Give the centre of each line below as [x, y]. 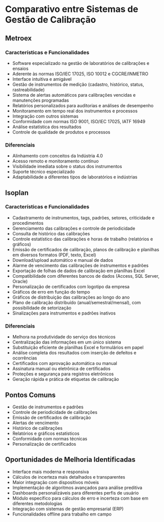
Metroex [18, 38]
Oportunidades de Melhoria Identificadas [70, 460]
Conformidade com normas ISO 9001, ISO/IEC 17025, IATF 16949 [79, 121]
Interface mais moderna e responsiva [51, 472]
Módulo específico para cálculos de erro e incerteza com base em [80, 498]
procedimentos [28, 223]
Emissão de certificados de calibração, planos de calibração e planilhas [86, 249]
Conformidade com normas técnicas [50, 438]
